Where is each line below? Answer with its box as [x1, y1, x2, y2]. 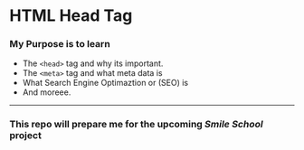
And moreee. [22, 87, 71, 98]
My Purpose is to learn [9, 38, 110, 51]
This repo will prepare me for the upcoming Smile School [9, 118, 264, 131]
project [9, 129, 43, 142]
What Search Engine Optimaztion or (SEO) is [22, 78, 188, 89]
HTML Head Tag [9, 5, 133, 26]
